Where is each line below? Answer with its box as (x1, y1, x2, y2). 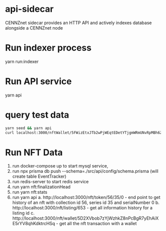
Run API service (5, 76, 72, 87)
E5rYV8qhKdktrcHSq (12, 221, 55, 227)
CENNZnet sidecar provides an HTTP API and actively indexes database (5, 20, 152, 26)
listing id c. (12, 210, 35, 216)
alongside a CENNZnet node (5, 25, 63, 31)
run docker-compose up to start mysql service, (12, 163, 109, 169)
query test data (5, 109, 69, 120)
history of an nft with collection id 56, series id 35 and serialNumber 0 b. (12, 199, 160, 205)
